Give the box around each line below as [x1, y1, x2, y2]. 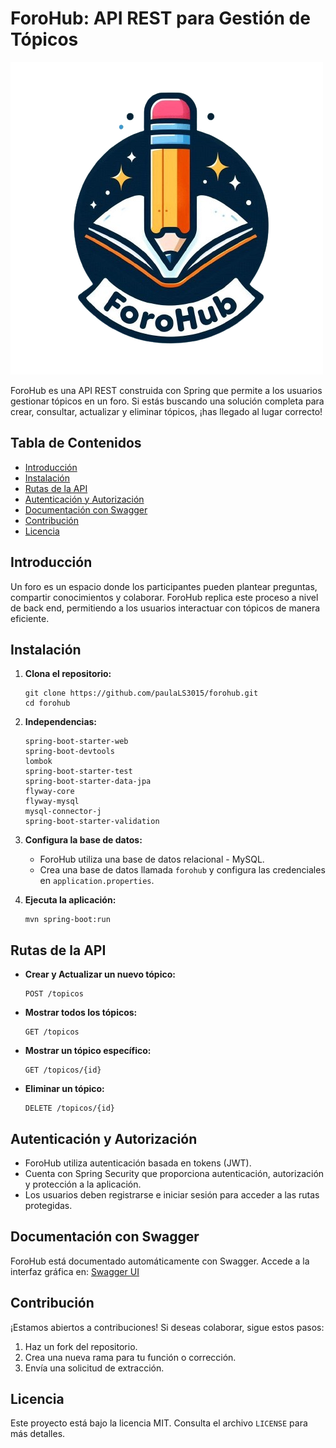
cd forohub [24, 698, 71, 709]
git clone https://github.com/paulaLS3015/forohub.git [24, 688, 259, 699]
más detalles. [10, 1428, 66, 1440]
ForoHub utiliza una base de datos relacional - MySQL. [39, 853, 265, 866]
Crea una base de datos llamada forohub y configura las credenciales [39, 864, 326, 876]
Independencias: [24, 716, 98, 728]
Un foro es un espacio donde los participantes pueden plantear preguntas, [10, 580, 318, 592]
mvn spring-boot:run [24, 915, 111, 925]
